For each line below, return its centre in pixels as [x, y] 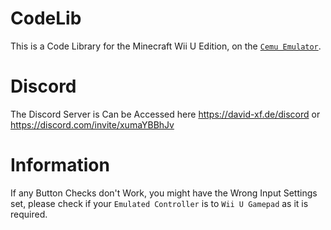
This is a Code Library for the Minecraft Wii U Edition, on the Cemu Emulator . [166, 46]
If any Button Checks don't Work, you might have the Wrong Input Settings [164, 193]
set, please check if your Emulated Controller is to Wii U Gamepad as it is [159, 203]
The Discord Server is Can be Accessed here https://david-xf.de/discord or [165, 114]
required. [29, 214]
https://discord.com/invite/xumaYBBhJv [92, 124]
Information [60, 165]
